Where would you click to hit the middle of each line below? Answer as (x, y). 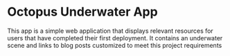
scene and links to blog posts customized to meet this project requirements (115, 45)
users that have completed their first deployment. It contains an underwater (115, 38)
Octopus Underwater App (82, 12)
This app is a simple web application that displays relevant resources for (110, 31)
